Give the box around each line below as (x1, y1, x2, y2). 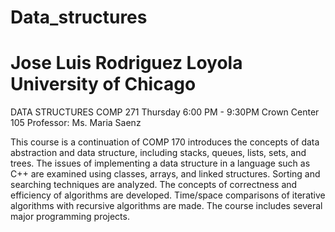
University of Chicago (10, 73, 197, 96)
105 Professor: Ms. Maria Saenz (10, 117, 142, 129)
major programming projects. (10, 211, 130, 223)
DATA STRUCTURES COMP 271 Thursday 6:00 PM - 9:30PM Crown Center (10, 106, 320, 118)
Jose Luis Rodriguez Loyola (10, 52, 243, 75)
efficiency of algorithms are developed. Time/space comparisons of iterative (10, 189, 326, 201)
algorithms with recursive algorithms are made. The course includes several (10, 200, 323, 212)
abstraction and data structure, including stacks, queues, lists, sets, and (10, 147, 307, 159)
